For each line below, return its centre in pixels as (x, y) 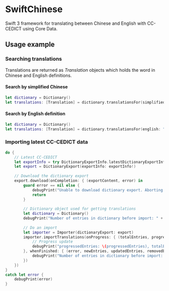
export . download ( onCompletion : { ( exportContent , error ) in (78, 181)
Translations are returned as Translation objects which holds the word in (80, 70)
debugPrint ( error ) (33, 279)
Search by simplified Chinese (36, 87)
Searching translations (34, 59)
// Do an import (40, 228)
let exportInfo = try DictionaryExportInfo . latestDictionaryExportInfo (91, 162)
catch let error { (24, 275)
